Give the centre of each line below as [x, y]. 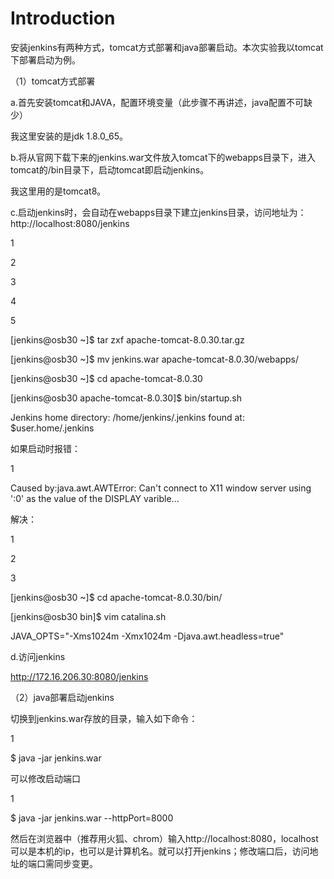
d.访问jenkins [38, 656]
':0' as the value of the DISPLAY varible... [95, 498]
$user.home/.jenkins [52, 428]
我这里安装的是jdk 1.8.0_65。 [69, 136]
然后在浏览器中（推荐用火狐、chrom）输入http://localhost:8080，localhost [164, 838]
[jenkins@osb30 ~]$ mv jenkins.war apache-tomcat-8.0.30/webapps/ [154, 359]
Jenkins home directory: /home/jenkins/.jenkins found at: [127, 417]
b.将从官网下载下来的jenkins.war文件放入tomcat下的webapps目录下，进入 [163, 157]
